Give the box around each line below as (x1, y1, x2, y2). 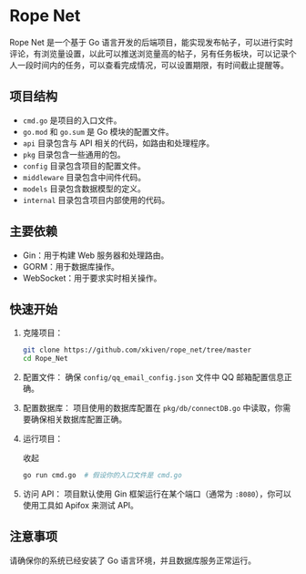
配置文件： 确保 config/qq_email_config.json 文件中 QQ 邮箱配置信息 (22, 372, 285, 383)
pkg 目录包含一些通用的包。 (22, 149, 126, 159)
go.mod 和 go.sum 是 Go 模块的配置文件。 (22, 126, 175, 137)
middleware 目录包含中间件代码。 (22, 171, 147, 182)
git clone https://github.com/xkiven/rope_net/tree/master (22, 345, 252, 355)
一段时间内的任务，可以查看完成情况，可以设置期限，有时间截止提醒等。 (16, 59, 289, 70)
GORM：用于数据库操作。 (22, 261, 120, 272)
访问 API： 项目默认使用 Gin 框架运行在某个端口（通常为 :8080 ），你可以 (22, 488, 291, 499)
